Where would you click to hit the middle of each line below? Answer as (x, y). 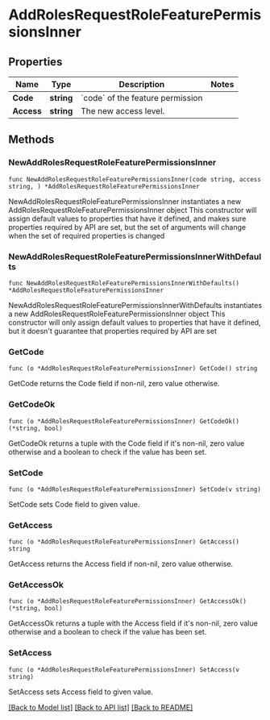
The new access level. (123, 111)
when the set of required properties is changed (87, 235)
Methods (31, 140)
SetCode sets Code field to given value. (74, 504)
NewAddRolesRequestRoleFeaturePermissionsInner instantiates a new (125, 201)
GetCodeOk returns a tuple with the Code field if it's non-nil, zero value (127, 443)
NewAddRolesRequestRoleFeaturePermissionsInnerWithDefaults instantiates (135, 305)
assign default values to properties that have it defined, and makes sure (127, 218)
